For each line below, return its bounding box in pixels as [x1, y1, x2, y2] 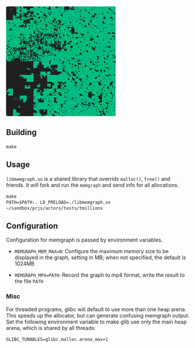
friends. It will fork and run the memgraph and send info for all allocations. [6, 181, 179, 188]
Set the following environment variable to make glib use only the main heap [6, 318, 187, 325]
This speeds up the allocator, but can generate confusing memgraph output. [6, 312, 190, 319]
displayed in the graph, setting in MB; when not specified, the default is [14, 254, 186, 261]
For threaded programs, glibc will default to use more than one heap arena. [6, 305, 187, 313]
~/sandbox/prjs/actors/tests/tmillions [6, 205, 103, 211]
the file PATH [14, 278, 44, 285]
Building [6, 128, 37, 137]
